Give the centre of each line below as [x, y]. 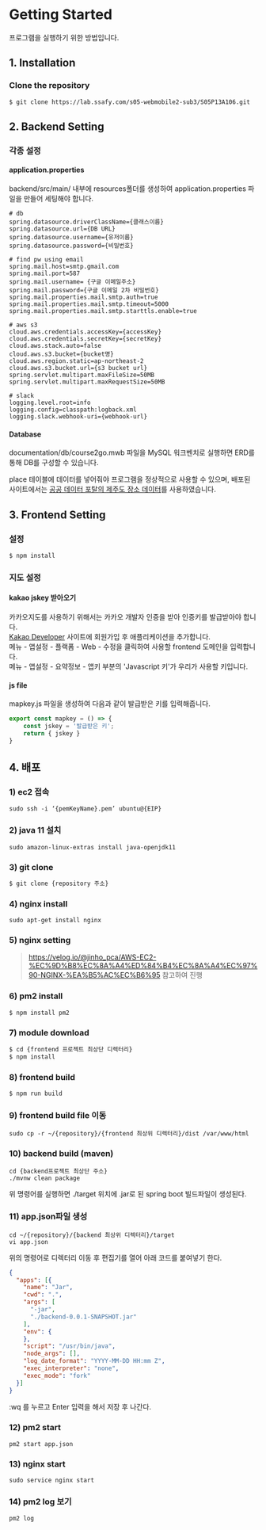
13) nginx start [37, 1463]
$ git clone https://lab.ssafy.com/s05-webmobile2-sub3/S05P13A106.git [129, 102]
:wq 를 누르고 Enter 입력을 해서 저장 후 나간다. [80, 1406]
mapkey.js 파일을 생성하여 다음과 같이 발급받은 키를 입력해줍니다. [110, 704]
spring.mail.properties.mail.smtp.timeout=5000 [89, 304]
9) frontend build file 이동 [58, 1115]
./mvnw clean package [45, 1178]
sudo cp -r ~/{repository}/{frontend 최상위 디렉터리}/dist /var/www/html [129, 1134]
